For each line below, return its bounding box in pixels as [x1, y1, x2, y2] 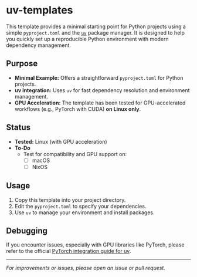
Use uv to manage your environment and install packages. [14, 209, 155, 216]
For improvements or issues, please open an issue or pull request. [6, 265, 165, 272]
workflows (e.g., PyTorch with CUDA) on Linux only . [14, 105, 141, 112]
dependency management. [6, 42, 72, 49]
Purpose [6, 59, 38, 69]
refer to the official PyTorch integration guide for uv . [6, 248, 131, 255]
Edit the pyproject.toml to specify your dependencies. [14, 202, 147, 210]
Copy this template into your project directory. [14, 196, 126, 203]
